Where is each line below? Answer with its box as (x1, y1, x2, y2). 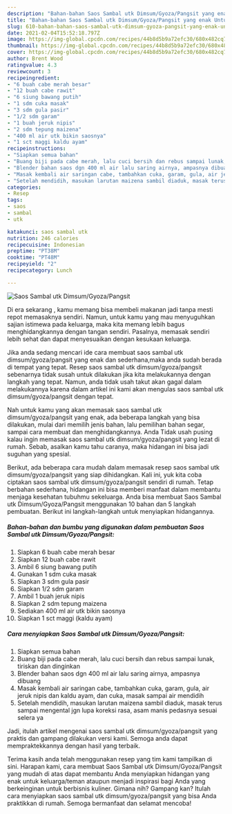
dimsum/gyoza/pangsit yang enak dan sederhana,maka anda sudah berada (7, 355, 222, 364)
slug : (7, 23, 23, 30)
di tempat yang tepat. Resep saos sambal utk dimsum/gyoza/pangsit (7, 362, 202, 371)
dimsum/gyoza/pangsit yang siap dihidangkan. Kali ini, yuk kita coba (7, 470, 202, 479)
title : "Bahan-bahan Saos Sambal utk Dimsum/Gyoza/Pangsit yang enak (7, 17, 212, 24)
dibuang (17, 676, 41, 685)
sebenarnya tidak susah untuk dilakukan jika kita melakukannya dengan (7, 370, 211, 378)
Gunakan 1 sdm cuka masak (17, 570, 97, 578)
